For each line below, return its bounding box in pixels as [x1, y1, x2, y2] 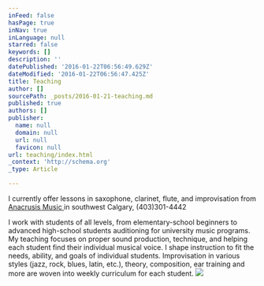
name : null [15, 121, 51, 129]
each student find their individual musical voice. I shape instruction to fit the [8, 243, 255, 252]
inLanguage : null [8, 33, 65, 42]
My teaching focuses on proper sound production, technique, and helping [8, 234, 248, 243]
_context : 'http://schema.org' [8, 158, 111, 166]
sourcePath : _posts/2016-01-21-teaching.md [8, 92, 154, 100]
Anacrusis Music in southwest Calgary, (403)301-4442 [8, 202, 187, 211]
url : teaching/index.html [8, 150, 93, 158]
